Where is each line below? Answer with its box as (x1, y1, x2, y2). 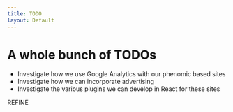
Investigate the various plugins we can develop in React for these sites (17, 85, 220, 93)
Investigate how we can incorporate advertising (17, 78, 155, 86)
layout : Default (7, 17, 54, 24)
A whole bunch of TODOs (7, 47, 157, 63)
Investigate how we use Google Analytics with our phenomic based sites (17, 70, 226, 78)
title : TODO (7, 10, 42, 17)
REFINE (7, 99, 29, 107)
